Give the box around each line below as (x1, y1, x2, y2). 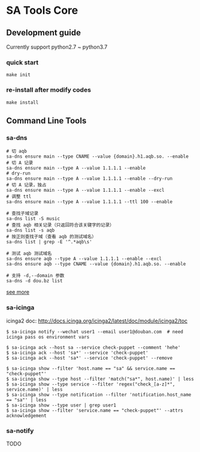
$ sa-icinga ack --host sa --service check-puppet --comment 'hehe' (6, 344, 181, 351)
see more (6, 288, 30, 296)
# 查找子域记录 (6, 210, 39, 216)
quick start (6, 58, 39, 67)
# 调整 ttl (6, 194, 32, 200)
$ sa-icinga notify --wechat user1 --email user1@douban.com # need (6, 329, 184, 335)
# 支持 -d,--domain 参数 (6, 273, 65, 279)
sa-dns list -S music (6, 216, 60, 222)
